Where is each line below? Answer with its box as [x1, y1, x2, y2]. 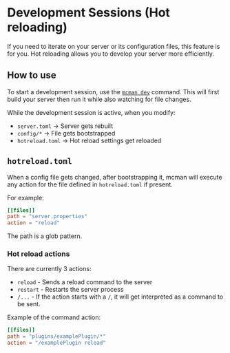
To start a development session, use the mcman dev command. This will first [7, 87, 220, 96]
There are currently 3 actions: [7, 265, 92, 273]
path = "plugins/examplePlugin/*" [7, 333, 107, 340]
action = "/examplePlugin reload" [7, 339, 107, 347]
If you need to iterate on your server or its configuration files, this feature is [7, 42, 220, 50]
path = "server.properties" [7, 213, 88, 220]
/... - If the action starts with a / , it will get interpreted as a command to [17, 292, 224, 301]
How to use [7, 69, 56, 81]
